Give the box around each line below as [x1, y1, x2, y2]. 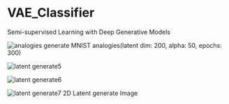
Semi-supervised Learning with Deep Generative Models [7, 28, 171, 36]
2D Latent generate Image [62, 89, 138, 97]
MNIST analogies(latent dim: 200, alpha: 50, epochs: [71, 41, 222, 49]
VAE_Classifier [7, 5, 95, 21]
